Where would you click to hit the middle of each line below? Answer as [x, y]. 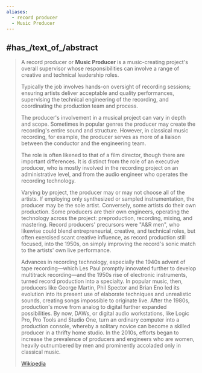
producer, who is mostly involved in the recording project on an [99, 168]
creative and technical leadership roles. [70, 75]
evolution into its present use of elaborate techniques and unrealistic [106, 294]
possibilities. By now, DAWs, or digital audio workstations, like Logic [105, 313]
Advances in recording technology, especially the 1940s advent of [103, 262]
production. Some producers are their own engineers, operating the [105, 212]
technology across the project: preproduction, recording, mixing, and [107, 218]
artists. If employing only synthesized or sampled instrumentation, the [108, 199]
